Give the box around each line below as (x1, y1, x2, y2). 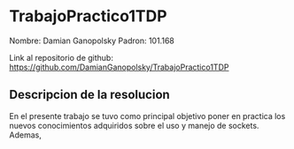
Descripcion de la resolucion (9, 87, 170, 102)
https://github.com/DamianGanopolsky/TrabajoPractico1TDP (9, 62, 229, 72)
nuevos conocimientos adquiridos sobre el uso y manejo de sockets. (9, 120, 259, 130)
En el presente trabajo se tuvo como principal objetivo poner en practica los (9, 110, 286, 121)
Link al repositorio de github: (9, 52, 113, 63)
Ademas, (9, 130, 42, 140)
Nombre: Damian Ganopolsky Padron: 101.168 (9, 35, 174, 46)
